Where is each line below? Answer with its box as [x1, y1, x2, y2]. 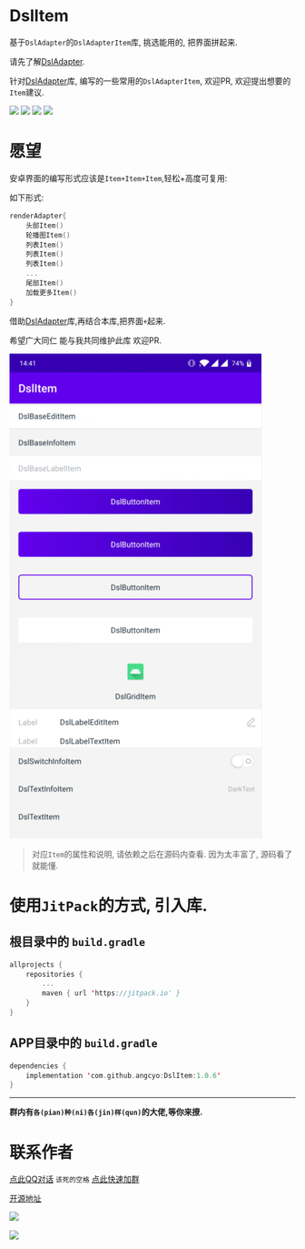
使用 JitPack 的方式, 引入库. [9, 895, 208, 916]
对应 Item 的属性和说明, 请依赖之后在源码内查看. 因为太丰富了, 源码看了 [31, 848, 293, 859]
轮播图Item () [25, 230, 71, 239]
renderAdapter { [9, 211, 67, 220]
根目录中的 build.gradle [9, 934, 145, 949]
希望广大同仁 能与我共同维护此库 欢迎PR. [9, 334, 162, 346]
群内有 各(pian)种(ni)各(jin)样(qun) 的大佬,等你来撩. [9, 1107, 203, 1118]
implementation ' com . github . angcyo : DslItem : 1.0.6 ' [25, 1071, 221, 1080]
